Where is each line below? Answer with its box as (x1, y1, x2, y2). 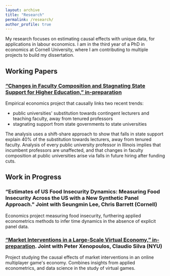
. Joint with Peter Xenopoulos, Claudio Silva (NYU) (35, 242, 162, 249)
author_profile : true (5, 21, 52, 27)
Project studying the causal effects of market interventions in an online (5, 254, 154, 260)
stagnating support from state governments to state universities (12, 121, 147, 127)
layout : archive (5, 7, 40, 13)
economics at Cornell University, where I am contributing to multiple (5, 47, 149, 53)
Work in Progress (5, 173, 62, 181)
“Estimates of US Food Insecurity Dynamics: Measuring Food (5, 188, 160, 195)
